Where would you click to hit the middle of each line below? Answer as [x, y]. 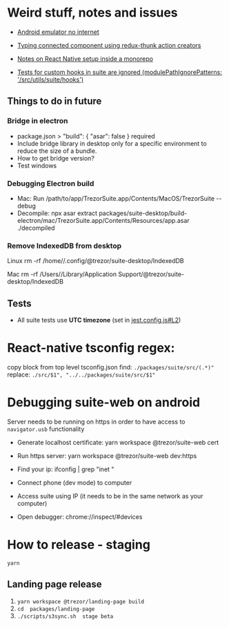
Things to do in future [54, 101]
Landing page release [54, 584]
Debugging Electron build [51, 183]
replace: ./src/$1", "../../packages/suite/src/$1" [81, 374]
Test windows [37, 165]
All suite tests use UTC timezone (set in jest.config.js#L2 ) [99, 320]
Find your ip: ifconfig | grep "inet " [66, 469]
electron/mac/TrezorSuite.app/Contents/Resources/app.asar [103, 220]
